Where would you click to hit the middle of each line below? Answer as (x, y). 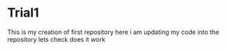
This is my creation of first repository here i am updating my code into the (113, 32)
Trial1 (23, 13)
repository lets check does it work (56, 39)
